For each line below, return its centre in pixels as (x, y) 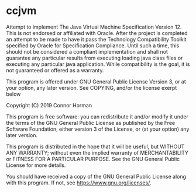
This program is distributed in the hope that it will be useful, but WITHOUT (95, 146)
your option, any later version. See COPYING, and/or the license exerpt (92, 88)
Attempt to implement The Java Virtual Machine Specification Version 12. (94, 27)
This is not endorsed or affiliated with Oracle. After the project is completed (97, 33)
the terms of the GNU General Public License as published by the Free (91, 123)
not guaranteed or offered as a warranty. (55, 70)
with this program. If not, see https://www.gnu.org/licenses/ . (79, 183)
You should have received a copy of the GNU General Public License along (96, 176)
